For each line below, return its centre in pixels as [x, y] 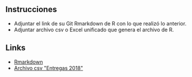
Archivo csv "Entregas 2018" [48, 68]
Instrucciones [31, 10]
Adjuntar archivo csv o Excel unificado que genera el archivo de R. [94, 30]
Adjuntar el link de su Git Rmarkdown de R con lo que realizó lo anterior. [100, 23]
